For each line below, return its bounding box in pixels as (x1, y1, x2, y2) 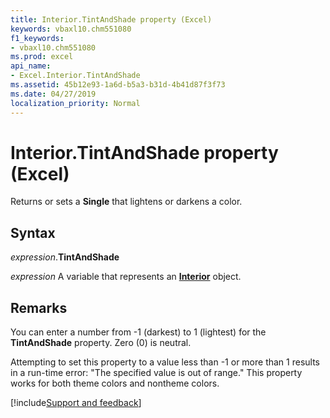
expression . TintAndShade (10, 251, 120, 263)
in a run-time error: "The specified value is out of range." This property (10, 367, 303, 379)
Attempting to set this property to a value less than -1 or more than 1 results (10, 356, 321, 368)
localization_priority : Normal (10, 98, 141, 108)
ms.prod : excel (10, 52, 74, 62)
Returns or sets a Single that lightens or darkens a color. (10, 196, 243, 208)
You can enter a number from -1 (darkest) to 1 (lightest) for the (10, 326, 267, 338)
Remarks (10, 299, 68, 316)
